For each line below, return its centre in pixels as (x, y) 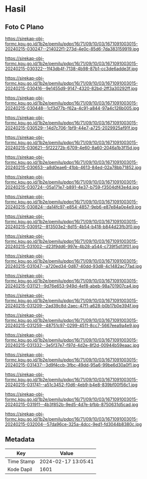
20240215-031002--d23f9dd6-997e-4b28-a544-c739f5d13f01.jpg (72, 246)
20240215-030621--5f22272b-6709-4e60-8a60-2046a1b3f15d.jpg (72, 148)
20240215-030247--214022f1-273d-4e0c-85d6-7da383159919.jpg (72, 49)
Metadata (20, 439)
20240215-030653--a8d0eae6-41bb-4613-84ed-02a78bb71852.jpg (73, 167)
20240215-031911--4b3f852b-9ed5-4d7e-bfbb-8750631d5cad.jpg (72, 404)
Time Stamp (21, 461)
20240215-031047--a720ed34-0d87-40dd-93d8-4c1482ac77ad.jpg (73, 266)
